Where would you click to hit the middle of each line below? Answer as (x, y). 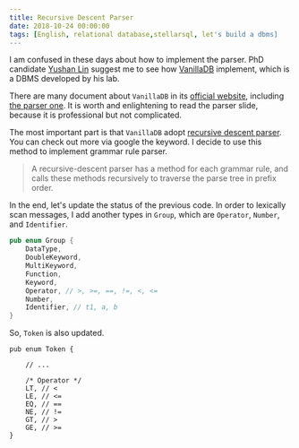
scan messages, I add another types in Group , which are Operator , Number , (145, 215)
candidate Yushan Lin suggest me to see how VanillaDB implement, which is (149, 69)
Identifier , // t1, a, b (72, 307)
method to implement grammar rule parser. (89, 151)
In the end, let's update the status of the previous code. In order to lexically (148, 205)
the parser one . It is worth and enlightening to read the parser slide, (134, 106)
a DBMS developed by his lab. (64, 79)
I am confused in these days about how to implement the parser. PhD (137, 60)
